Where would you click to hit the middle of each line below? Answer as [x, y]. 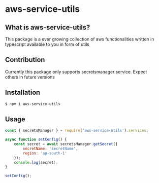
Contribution [25, 60]
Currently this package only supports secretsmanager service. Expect [76, 72]
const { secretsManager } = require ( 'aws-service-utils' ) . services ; [77, 131]
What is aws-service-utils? [48, 27]
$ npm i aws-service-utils [33, 104]
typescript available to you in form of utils [47, 44]
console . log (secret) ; [36, 162]
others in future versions [30, 77]
